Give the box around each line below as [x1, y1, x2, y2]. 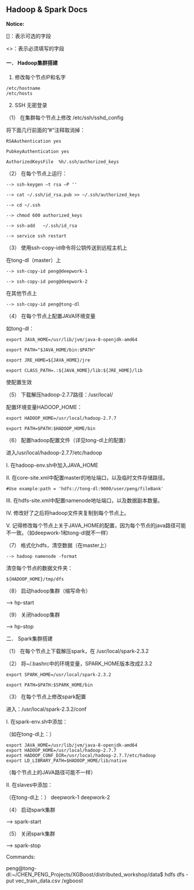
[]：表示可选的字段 [6, 32, 52, 39]
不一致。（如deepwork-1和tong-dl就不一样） [6, 529, 111, 537]
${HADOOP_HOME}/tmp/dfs [6, 576, 64, 583]
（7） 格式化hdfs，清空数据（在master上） [6, 542, 110, 549]
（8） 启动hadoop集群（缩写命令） [6, 587, 91, 594]
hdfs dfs [164, 871, 185, 878]
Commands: [6, 854, 36, 861]
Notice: [6, 20, 25, 27]
